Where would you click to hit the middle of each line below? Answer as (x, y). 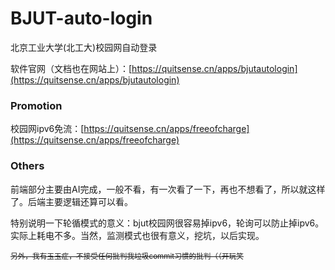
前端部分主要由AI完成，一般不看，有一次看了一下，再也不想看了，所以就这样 (168, 189)
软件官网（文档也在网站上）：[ (71, 68)
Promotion (36, 105)
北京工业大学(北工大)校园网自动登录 (84, 47)
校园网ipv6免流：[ (47, 129)
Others (27, 166)
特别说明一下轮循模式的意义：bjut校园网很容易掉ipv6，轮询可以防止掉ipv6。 (167, 223)
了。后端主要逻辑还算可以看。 (71, 201)
